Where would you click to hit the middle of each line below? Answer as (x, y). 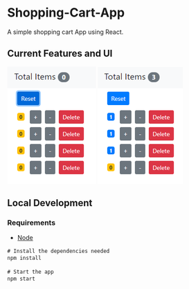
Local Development (50, 203)
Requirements (31, 223)
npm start (21, 279)
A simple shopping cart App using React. (65, 32)
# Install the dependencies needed (58, 251)
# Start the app (30, 272)
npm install (24, 258)
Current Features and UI (60, 54)
